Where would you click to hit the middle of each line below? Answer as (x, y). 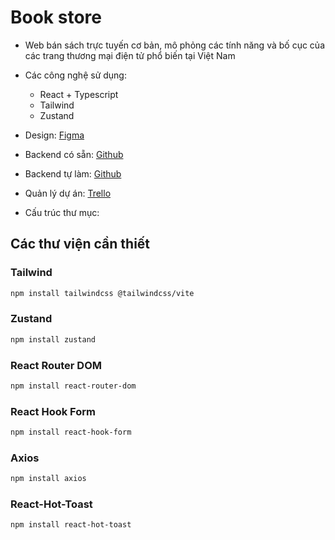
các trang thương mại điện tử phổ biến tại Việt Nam (130, 55)
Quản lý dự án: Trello (68, 193)
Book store (56, 17)
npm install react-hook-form (71, 432)
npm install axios (48, 479)
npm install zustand (53, 339)
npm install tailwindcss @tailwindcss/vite (102, 293)
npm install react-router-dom (73, 386)
